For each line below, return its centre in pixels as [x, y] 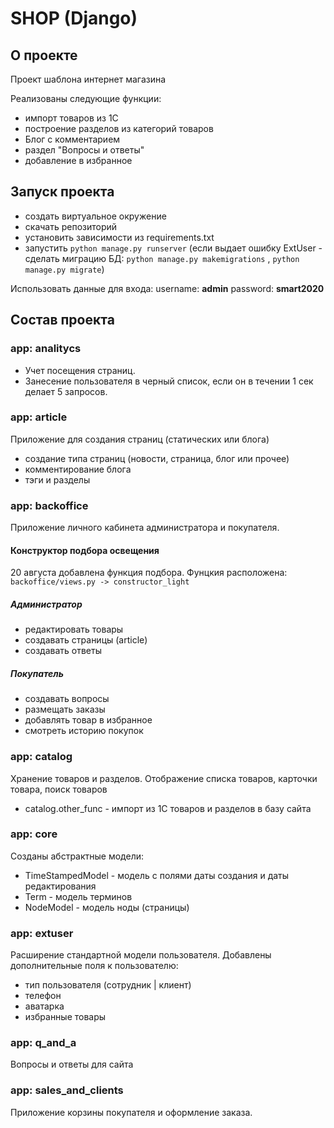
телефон [43, 996]
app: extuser [42, 933]
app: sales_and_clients [67, 1090]
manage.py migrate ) [64, 269]
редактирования [60, 886]
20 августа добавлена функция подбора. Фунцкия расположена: [149, 573]
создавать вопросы [67, 699]
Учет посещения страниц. [80, 370]
